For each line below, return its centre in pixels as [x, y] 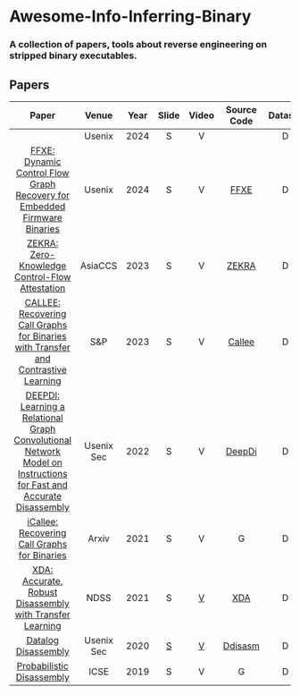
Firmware [42, 217]
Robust [43, 592]
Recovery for [42, 195]
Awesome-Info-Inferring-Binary [130, 17]
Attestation [42, 288]
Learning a [42, 406]
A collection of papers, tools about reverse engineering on [138, 45]
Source [241, 109]
